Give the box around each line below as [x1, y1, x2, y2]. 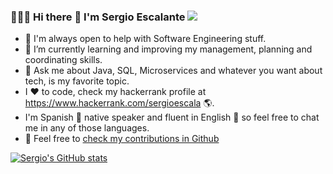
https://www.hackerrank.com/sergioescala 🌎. [24, 97, 215, 109]
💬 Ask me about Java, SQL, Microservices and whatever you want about [24, 65, 323, 77]
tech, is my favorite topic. [24, 75, 130, 87]
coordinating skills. [24, 54, 103, 66]
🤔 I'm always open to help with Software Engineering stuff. [24, 33, 267, 45]
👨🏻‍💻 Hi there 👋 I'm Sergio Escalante [10, 10, 186, 24]
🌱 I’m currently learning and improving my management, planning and [24, 43, 313, 55]
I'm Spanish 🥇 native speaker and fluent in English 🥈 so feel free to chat [24, 111, 320, 124]
